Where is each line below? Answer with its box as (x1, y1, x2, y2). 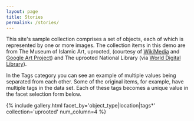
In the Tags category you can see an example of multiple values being (6, 72, 176, 79)
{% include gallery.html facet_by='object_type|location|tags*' (6, 102, 156, 109)
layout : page (6, 8, 38, 15)
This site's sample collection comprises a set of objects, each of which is (6, 36, 184, 43)
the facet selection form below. (6, 90, 81, 98)
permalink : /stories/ (6, 19, 60, 25)
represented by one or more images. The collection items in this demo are (6, 42, 186, 49)
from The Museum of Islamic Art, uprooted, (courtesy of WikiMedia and (6, 48, 180, 55)
